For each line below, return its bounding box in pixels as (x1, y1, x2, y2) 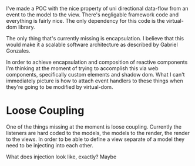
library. (18, 23, 35, 30)
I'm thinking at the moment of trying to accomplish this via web (6, 65, 159, 72)
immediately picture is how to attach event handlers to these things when (6, 77, 183, 84)
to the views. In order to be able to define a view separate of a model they (6, 136, 185, 143)
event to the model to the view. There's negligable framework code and (6, 11, 179, 18)
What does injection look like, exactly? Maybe (6, 153, 117, 160)
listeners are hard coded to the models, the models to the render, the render (6, 129, 190, 136)
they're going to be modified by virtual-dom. (6, 84, 113, 90)
